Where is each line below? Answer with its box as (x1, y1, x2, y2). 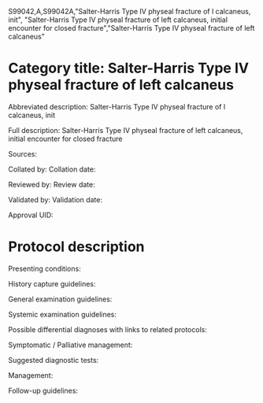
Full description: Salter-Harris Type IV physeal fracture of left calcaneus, (8, 125, 243, 135)
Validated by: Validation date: (8, 194, 102, 204)
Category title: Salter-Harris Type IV (8, 59, 250, 77)
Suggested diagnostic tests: (8, 355, 99, 364)
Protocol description (8, 238, 145, 256)
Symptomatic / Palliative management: (8, 340, 133, 349)
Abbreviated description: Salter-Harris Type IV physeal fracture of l (8, 102, 226, 111)
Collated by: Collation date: (8, 165, 96, 174)
